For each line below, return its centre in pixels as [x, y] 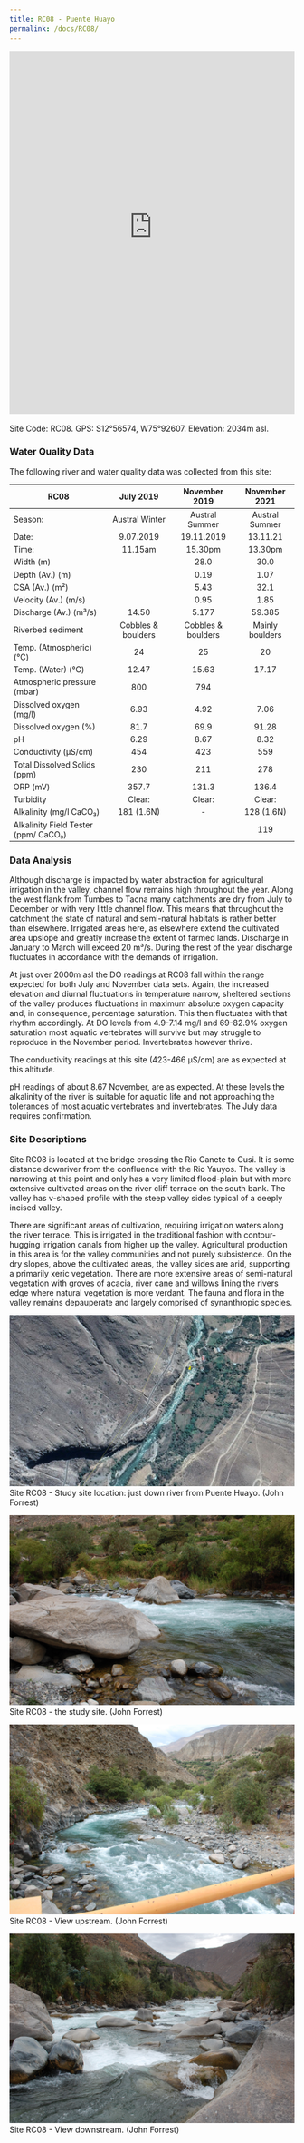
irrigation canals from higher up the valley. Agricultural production [165, 1244]
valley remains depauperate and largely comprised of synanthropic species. [151, 1302]
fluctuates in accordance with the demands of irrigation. [114, 957]
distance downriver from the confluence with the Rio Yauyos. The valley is [147, 1169]
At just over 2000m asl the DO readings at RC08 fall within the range [137, 974]
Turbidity [30, 799]
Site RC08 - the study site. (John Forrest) [86, 1712]
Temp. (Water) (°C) [49, 670]
